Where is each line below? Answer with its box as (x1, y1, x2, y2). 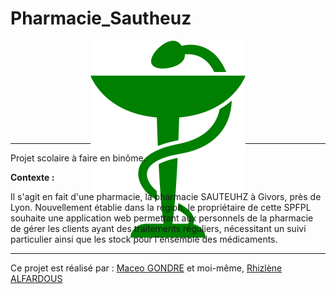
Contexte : (10, 171, 55, 183)
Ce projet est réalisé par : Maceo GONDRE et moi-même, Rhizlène (10, 262, 283, 274)
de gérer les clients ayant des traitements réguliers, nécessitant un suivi (10, 222, 307, 234)
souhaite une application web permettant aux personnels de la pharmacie (10, 212, 314, 224)
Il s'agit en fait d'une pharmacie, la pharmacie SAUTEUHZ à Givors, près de (10, 190, 322, 202)
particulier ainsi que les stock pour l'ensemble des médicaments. (10, 233, 278, 245)
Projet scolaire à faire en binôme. (10, 152, 147, 164)
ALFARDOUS (10, 272, 63, 284)
